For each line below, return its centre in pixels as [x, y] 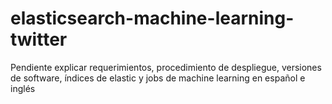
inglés [23, 88]
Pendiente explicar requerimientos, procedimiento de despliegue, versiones [166, 67]
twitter [39, 39]
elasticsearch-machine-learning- [152, 18]
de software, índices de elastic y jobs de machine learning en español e [158, 78]
